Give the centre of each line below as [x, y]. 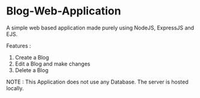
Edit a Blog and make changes [52, 64]
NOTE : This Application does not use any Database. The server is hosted [97, 82]
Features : [19, 46]
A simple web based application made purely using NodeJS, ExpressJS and [100, 28]
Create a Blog [32, 57]
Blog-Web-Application [64, 11]
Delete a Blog [32, 70]
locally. [15, 88]
